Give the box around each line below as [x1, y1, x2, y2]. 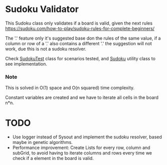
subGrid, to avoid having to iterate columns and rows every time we [12, 150, 152, 156]
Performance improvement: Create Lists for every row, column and [12, 144, 150, 151]
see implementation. [5, 61, 48, 67]
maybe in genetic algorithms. [12, 139, 73, 145]
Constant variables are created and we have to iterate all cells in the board [5, 94, 159, 101]
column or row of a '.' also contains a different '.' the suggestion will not [5, 40, 152, 46]
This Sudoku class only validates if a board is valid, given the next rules [5, 20, 153, 26]
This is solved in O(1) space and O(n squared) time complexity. [5, 85, 135, 91]
